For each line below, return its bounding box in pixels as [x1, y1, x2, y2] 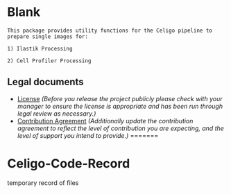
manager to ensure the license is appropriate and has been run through [17, 102, 223, 110]
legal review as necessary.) [17, 109, 96, 118]
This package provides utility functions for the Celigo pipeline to [7, 27, 213, 34]
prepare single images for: [7, 33, 89, 40]
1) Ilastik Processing [7, 45, 73, 52]
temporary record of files [7, 178, 79, 187]
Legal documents [7, 76, 85, 88]
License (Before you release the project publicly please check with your [17, 94, 223, 103]
